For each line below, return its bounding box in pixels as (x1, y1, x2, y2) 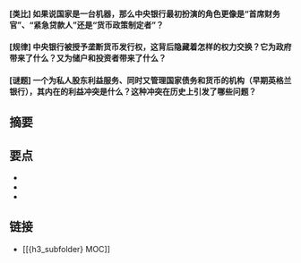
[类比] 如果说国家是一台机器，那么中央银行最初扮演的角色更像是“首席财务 (9, 8, 280, 19)
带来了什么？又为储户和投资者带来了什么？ (9, 53, 167, 64)
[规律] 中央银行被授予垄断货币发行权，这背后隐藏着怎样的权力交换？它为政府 (9, 41, 292, 53)
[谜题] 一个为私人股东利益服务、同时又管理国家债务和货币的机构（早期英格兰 (9, 74, 292, 85)
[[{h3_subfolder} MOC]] (21, 243, 110, 254)
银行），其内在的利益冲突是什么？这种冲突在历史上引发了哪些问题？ (9, 86, 257, 97)
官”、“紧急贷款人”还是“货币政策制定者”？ (9, 19, 164, 30)
